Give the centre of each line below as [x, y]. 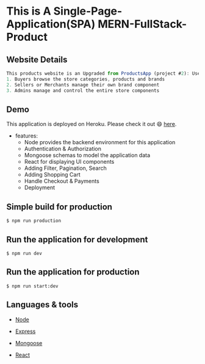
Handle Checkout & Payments [62, 181]
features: [27, 136]
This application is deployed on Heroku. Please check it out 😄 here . [92, 124]
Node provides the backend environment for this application [100, 142]
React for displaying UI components [69, 162]
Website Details [37, 59]
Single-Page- [88, 11]
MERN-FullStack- [142, 24]
